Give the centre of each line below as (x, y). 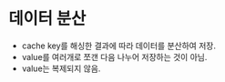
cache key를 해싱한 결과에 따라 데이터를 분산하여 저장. (118, 46)
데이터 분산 (47, 19)
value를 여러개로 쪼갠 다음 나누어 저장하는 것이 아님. (114, 56)
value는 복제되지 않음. (61, 68)
